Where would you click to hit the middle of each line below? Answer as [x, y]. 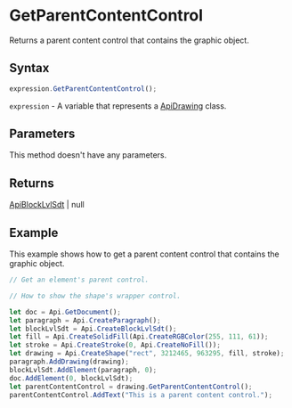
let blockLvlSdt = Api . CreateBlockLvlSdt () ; [93, 329]
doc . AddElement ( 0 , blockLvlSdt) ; [71, 378]
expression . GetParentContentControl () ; [83, 89]
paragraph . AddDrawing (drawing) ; [69, 362]
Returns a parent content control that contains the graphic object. [129, 40]
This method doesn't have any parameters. [88, 155]
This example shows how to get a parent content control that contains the [145, 254]
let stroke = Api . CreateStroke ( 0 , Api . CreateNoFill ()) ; [115, 345]
